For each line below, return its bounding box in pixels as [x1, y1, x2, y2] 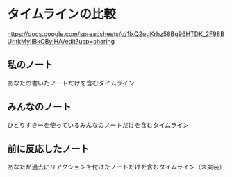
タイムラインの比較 [7, 6, 117, 22]
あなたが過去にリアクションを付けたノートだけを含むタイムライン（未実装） [7, 162, 226, 171]
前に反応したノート [7, 143, 90, 155]
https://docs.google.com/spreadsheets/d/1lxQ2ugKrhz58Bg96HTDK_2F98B [7, 29, 224, 38]
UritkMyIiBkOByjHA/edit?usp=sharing [7, 37, 115, 45]
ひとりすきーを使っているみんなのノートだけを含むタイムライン [7, 121, 189, 129]
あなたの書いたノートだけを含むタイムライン [7, 78, 135, 87]
